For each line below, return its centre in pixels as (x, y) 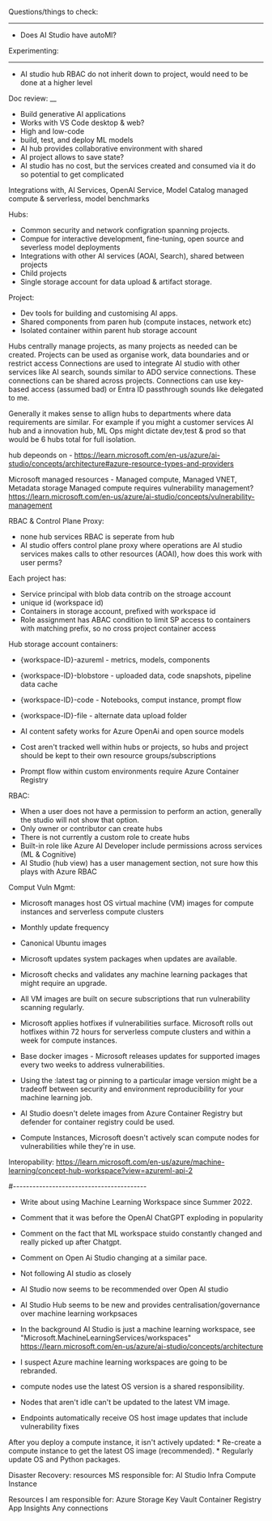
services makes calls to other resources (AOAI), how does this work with (141, 554)
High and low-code (52, 131)
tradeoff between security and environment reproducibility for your (132, 1089)
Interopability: (32, 1162)
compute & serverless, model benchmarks (79, 199)
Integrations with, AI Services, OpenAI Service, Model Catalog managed (128, 190)
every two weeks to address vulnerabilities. (92, 1065)
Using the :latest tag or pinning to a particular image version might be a (138, 1080)
